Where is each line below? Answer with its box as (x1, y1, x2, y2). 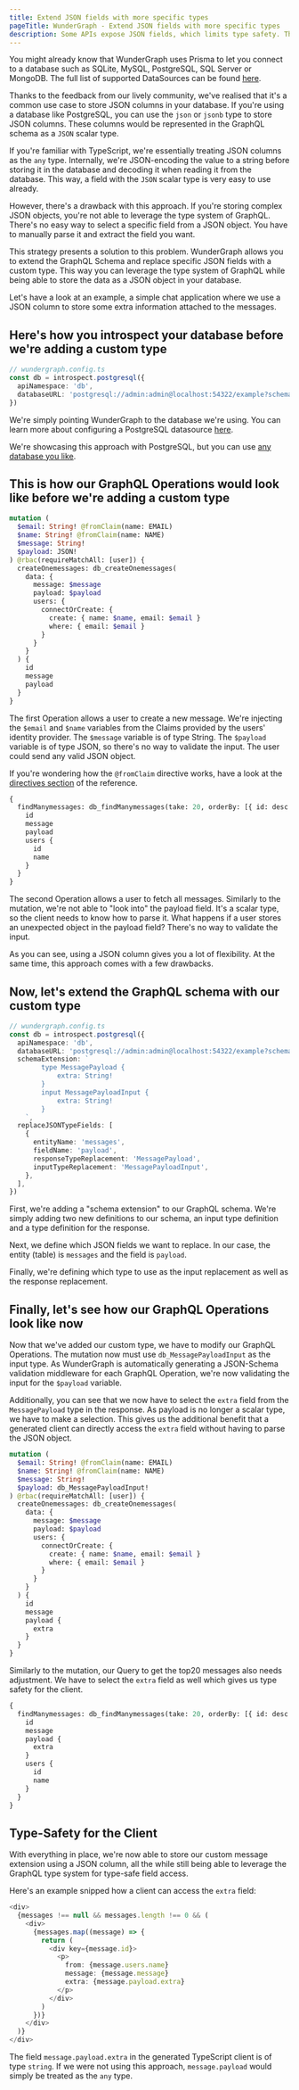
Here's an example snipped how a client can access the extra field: (9, 1886, 256, 1896)
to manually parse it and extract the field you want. (9, 229, 196, 240)
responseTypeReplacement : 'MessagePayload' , (32, 1154, 201, 1163)
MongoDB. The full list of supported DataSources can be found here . (9, 73, 262, 84)
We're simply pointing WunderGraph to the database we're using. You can (9, 414, 281, 425)
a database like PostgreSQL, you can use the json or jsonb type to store (9, 109, 273, 120)
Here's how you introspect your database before (9, 327, 284, 343)
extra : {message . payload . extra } (65, 1978, 185, 1987)
